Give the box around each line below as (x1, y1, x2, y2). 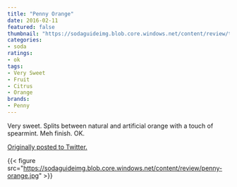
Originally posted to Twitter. (7, 143, 88, 151)
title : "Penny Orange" (7, 10, 74, 18)
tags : (7, 63, 23, 70)
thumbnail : (7, 30, 39, 37)
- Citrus (7, 83, 33, 90)
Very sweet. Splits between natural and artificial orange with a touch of (7, 121, 214, 130)
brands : (7, 96, 30, 103)
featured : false (7, 23, 55, 30)
